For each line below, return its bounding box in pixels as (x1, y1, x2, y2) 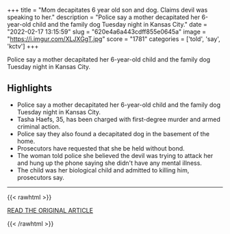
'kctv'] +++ (7, 42, 39, 50)
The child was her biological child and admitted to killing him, (16, 166, 190, 174)
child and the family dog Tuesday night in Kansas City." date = (32, 21, 207, 28)
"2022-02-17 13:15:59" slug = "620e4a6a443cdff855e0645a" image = (7, 27, 207, 36)
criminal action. (16, 122, 61, 131)
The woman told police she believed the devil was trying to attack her (16, 151, 214, 159)
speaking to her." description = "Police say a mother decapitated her (7, 13, 201, 21)
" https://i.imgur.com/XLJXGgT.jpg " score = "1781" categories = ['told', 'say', (7, 35, 220, 43)
